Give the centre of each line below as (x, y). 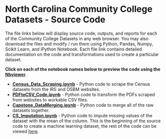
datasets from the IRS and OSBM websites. (56, 89)
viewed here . (26, 131)
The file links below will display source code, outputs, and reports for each (81, 33)
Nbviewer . (16, 74)
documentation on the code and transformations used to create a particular (82, 54)
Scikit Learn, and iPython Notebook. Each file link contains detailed (74, 49)
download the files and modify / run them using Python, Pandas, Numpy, (79, 44)
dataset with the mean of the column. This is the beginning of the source (86, 121)
